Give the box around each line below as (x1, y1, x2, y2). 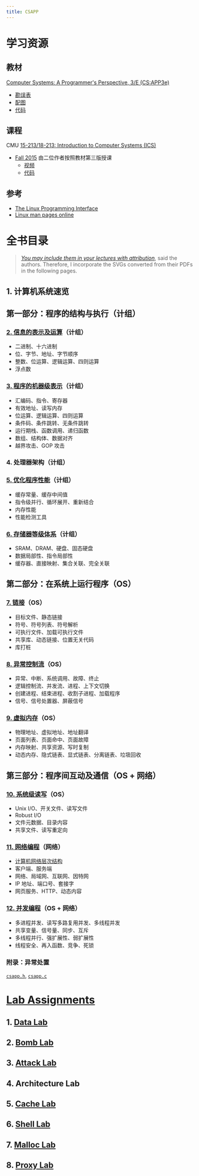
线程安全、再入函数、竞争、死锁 (14, 941, 94, 949)
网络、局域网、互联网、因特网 (14, 873, 89, 880)
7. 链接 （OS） (6, 599, 46, 607)
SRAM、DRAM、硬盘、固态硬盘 (14, 545, 94, 552)
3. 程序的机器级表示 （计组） (6, 382, 88, 390)
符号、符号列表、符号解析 (14, 621, 79, 628)
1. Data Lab (6, 1017, 48, 1027)
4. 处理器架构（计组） (6, 458, 69, 467)
